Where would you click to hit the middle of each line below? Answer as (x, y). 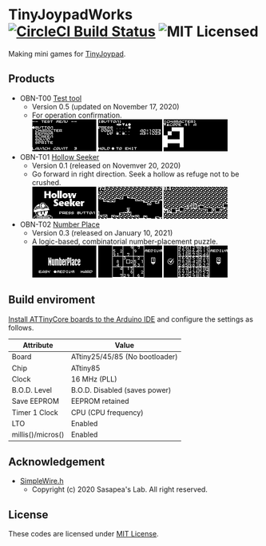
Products (32, 79)
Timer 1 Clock (35, 412)
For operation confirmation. (77, 115)
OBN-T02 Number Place (60, 224)
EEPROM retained (100, 402)
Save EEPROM (36, 402)
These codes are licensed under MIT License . (83, 534)
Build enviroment (52, 300)
